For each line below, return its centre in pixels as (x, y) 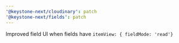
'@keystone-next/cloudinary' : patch (51, 11)
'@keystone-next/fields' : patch (46, 17)
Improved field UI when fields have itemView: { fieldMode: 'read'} (89, 34)
